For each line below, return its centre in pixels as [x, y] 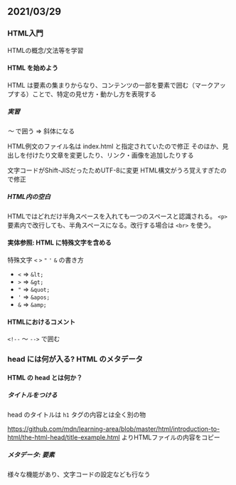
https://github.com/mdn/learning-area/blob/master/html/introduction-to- [114, 429]
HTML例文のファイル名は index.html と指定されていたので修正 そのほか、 [115, 146]
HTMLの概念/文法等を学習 [45, 50]
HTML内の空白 [29, 197]
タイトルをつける [32, 395]
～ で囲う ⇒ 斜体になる [41, 131]
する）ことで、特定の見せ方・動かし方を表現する [85, 94]
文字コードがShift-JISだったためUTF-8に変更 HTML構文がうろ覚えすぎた [114, 170]
